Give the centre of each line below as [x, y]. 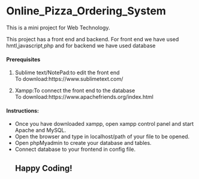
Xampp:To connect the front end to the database [75, 90]
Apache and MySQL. [40, 131]
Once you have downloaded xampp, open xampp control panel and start [104, 124]
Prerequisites [23, 59]
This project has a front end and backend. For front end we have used [93, 39]
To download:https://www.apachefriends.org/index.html [84, 97]
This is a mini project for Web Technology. [58, 28]
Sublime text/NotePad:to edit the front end [67, 72]
